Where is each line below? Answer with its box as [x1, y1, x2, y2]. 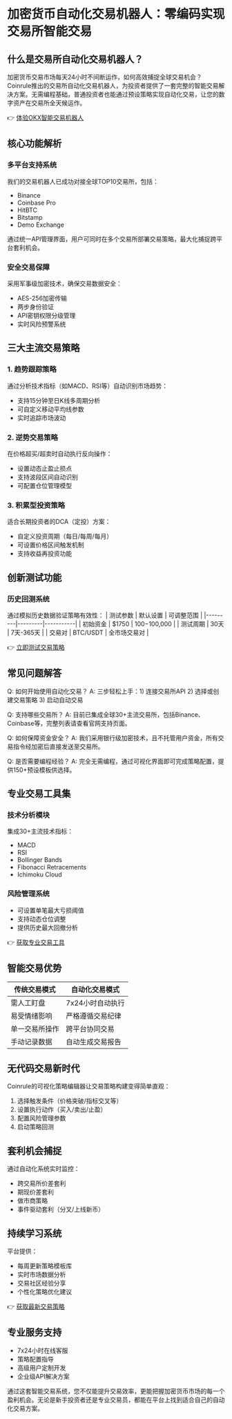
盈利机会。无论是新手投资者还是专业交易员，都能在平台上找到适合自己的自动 [7, 1395, 225, 1404]
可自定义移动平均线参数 [17, 405, 84, 413]
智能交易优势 [7, 962, 62, 975]
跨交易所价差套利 [17, 1179, 66, 1187]
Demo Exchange [17, 220, 64, 229]
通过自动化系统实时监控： [7, 1165, 80, 1173]
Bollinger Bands [17, 856, 63, 864]
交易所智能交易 [7, 24, 93, 39]
